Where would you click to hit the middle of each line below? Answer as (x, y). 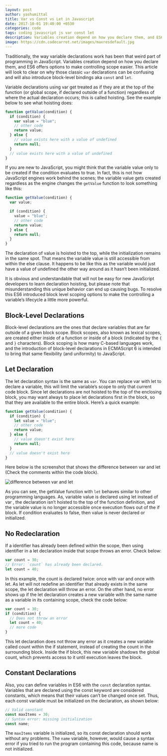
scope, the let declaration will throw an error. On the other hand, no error (80, 589)
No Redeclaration (33, 534)
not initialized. (19, 749)
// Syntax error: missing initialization (49, 719)
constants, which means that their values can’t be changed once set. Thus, (82, 695)
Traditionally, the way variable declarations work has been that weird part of (83, 56)
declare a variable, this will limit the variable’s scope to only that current (78, 386)
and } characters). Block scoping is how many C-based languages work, (80, 343)
